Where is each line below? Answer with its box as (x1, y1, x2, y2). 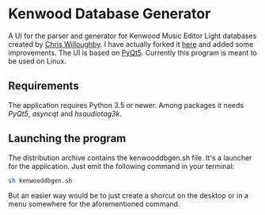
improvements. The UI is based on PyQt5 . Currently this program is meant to (8, 48, 257, 57)
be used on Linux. (8, 56, 67, 66)
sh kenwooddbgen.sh (8, 176, 73, 185)
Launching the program (8, 132, 127, 145)
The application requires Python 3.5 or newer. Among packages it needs (8, 100, 244, 109)
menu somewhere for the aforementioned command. (8, 199, 180, 209)
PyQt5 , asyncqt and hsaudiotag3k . (8, 109, 123, 118)
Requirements (8, 79, 79, 93)
